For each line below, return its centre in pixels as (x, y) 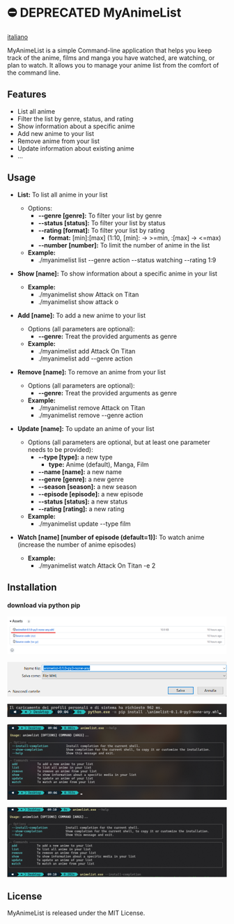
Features (27, 94)
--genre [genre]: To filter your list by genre (100, 215)
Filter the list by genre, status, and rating (75, 119)
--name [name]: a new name (80, 471)
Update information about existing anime (76, 148)
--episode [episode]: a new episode (91, 494)
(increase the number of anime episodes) (77, 545)
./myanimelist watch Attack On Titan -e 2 (97, 566)
